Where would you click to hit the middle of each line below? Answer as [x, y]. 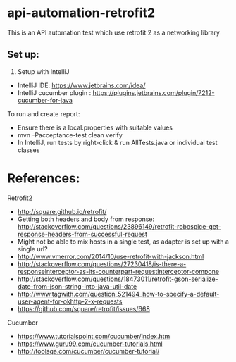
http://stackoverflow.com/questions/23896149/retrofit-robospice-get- [119, 226]
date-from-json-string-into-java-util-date [77, 286]
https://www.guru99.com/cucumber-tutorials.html [90, 344]
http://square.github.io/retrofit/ [62, 211]
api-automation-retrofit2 [81, 13]
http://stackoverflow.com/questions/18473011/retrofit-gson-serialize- [118, 279]
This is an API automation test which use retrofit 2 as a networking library [114, 32]
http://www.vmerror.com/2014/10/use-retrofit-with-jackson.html [111, 256]
